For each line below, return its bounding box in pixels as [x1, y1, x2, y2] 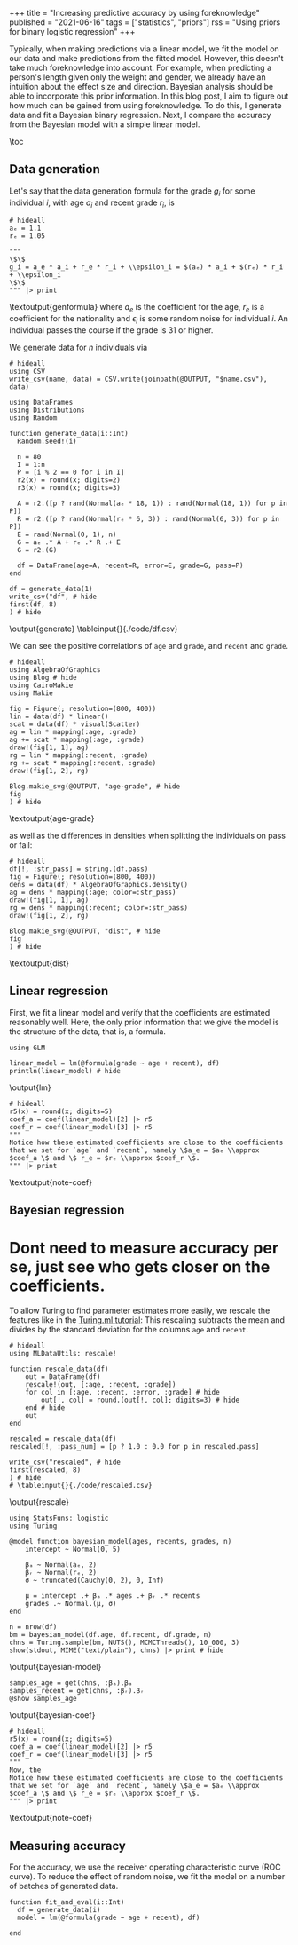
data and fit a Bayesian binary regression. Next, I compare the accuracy [9, 110, 271, 120]
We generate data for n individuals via [9, 342, 148, 352]
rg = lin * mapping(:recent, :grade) [9, 751, 149, 760]
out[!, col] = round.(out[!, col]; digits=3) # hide [41, 1395, 240, 1405]
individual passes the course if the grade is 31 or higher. [9, 325, 214, 336]
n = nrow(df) [9, 1623, 58, 1632]
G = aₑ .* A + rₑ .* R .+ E [17, 538, 122, 547]
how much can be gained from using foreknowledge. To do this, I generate [9, 100, 282, 110]
